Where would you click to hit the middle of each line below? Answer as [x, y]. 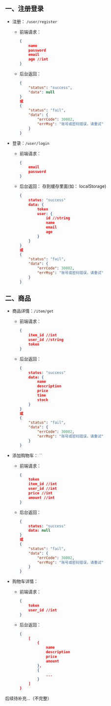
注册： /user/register [34, 22]
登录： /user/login [31, 143]
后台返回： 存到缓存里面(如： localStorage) [63, 186]
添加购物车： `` [27, 455]
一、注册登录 [24, 9]
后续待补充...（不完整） [29, 698]
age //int [38, 59]
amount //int [42, 498]
